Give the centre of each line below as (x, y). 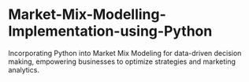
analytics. (24, 69)
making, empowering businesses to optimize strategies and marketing (122, 61)
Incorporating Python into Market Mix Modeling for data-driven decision (125, 53)
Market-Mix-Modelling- (87, 15)
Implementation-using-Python (110, 31)
